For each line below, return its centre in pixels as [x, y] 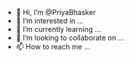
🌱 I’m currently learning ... [58, 29]
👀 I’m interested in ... [50, 21]
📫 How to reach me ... [53, 47]
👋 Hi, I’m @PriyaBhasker [56, 12]
